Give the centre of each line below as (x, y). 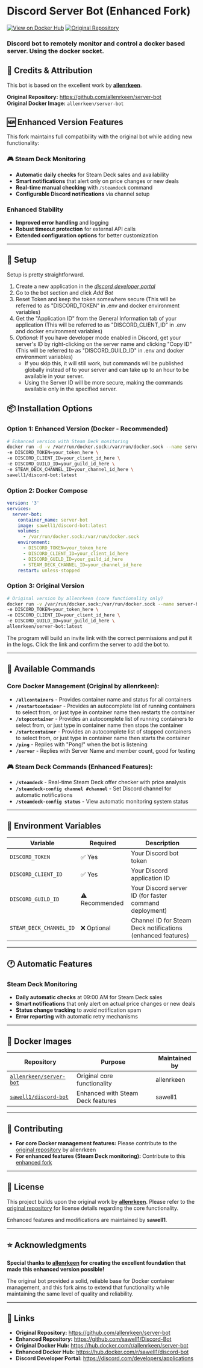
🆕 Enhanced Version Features (65, 122)
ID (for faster (149, 895)
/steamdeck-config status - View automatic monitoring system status (102, 801)
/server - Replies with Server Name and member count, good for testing (105, 750)
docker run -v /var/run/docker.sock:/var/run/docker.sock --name (90, 604)
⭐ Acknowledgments (47, 1245)
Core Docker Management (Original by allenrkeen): (83, 686)
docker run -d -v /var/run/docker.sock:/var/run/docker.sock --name (95, 447)
